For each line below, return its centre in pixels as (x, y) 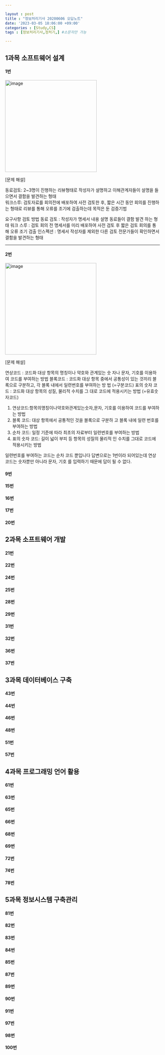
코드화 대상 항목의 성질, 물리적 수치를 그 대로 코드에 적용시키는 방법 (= (80, 391)
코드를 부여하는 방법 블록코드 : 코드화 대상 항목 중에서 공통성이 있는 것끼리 (81, 378)
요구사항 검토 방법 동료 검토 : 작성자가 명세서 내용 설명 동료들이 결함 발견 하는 (79, 219)
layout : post (20, 14)
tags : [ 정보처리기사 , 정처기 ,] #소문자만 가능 (46, 33)
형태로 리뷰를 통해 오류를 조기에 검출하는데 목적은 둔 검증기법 (69, 208)
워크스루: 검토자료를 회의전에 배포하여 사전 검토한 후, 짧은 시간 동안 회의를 (76, 202)
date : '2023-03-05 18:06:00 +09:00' (42, 23)
